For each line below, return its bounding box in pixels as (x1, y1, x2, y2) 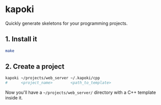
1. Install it (5, 35, 37, 43)
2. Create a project (5, 62, 64, 71)
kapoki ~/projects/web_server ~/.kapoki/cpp (5, 76, 100, 81)
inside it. (5, 95, 23, 101)
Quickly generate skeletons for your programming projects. (5, 20, 128, 26)
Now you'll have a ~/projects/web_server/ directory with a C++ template (5, 89, 156, 95)
